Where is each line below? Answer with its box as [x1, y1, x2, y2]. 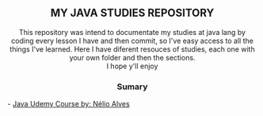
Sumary [116, 81, 148, 92]
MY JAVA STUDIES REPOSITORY [50, 6, 215, 20]
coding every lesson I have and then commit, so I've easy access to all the [10, 36, 254, 45]
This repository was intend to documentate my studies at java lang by [18, 27, 246, 37]
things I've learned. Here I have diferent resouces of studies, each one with [10, 44, 255, 54]
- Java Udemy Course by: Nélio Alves [7, 99, 130, 109]
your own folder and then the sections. [69, 52, 196, 62]
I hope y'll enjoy [106, 61, 158, 71]
